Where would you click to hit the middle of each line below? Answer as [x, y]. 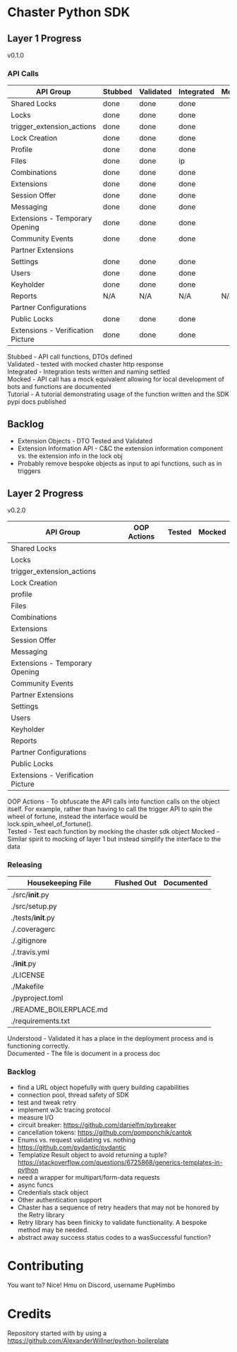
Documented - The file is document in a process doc [84, 1053]
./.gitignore [29, 941]
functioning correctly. [38, 1046]
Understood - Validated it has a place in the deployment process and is [110, 1039]
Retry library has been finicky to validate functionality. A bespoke [112, 1222]
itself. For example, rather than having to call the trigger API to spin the [110, 808]
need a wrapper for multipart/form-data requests [89, 1177]
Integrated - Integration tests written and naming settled [89, 372]
